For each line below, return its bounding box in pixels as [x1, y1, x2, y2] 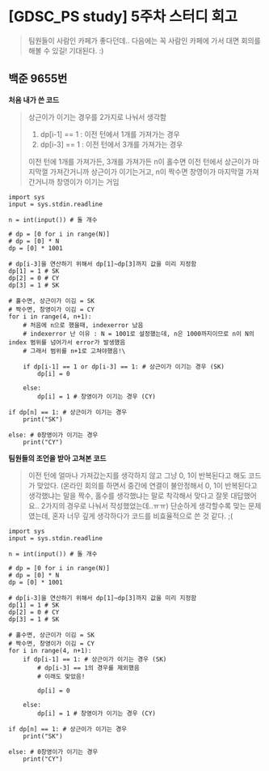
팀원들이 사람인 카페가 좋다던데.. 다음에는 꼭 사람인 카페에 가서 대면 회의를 [27, 36, 261, 45]
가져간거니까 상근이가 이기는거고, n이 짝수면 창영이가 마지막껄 [49, 167, 245, 177]
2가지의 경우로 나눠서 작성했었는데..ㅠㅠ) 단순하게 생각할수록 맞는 [40, 501, 246, 510]
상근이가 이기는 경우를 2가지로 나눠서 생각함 [27, 112, 167, 121]
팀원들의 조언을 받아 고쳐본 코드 [8, 453, 107, 462]
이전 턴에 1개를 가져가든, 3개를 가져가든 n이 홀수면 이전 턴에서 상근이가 [27, 156, 251, 166]
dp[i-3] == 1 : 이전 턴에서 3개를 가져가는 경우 [40, 139, 183, 149]
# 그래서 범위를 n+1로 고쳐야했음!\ [23, 347, 126, 355]
